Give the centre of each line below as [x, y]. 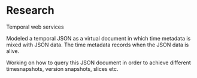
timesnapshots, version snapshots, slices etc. [62, 68]
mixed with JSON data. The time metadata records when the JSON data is [98, 45]
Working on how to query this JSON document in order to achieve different [99, 63]
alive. [13, 51]
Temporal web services [35, 27]
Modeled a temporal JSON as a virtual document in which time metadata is [99, 38]
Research [31, 10]
